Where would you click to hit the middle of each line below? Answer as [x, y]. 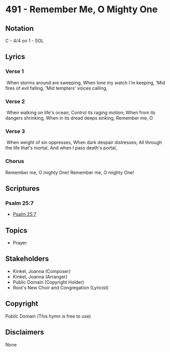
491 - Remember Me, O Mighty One [81, 9]
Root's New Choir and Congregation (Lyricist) [61, 287]
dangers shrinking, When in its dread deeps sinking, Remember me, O [79, 118]
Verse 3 [15, 131]
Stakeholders [27, 259]
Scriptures [23, 188]
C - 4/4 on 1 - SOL [25, 41]
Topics [16, 230]
